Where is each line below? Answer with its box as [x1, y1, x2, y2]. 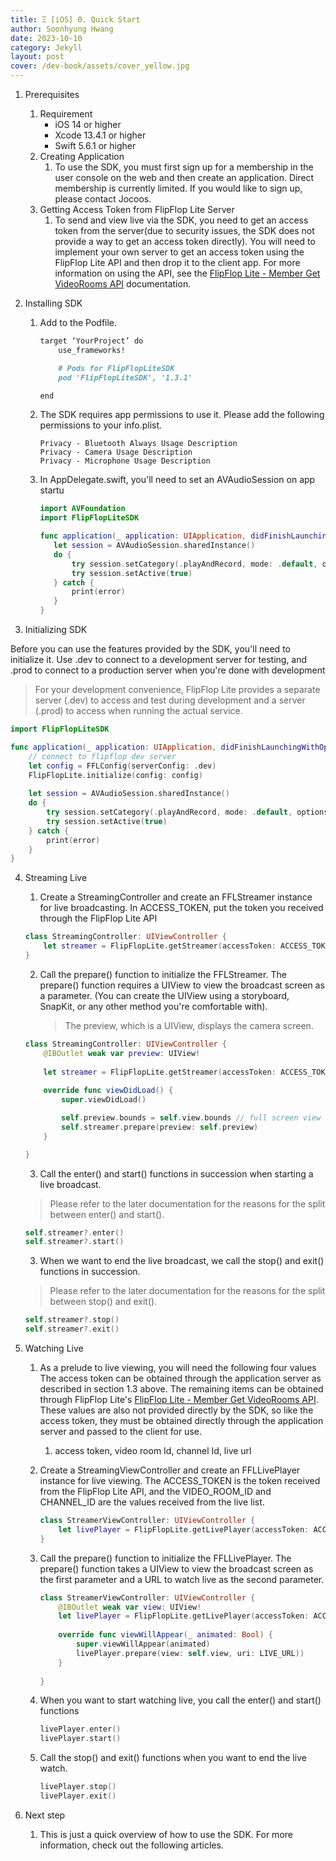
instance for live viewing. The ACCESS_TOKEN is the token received [39, 1475, 321, 1486]
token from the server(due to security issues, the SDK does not [54, 225, 315, 236]
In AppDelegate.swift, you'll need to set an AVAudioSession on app [39, 474, 316, 486]
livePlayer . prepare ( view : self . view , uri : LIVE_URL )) [75, 1648, 305, 1658]
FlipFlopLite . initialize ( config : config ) [28, 770, 203, 780]
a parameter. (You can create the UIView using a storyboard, [39, 989, 290, 1001]
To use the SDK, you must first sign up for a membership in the [54, 161, 314, 173]
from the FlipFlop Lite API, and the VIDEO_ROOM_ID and [39, 1486, 272, 1497]
